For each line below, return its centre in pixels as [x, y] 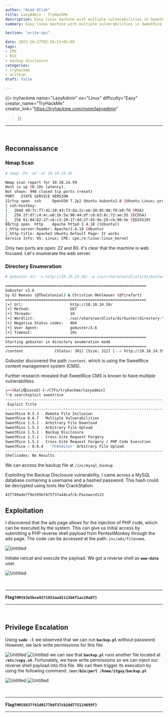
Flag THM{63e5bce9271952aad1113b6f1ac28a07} [51, 597]
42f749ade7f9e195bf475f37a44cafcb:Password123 [54, 495]
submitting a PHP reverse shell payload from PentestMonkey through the [80, 533]
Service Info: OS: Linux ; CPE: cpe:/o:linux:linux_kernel [67, 238]
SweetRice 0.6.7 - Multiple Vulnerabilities [52, 418]
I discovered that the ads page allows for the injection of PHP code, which [81, 523]
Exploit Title [22, 404]
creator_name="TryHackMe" [35, 103]
